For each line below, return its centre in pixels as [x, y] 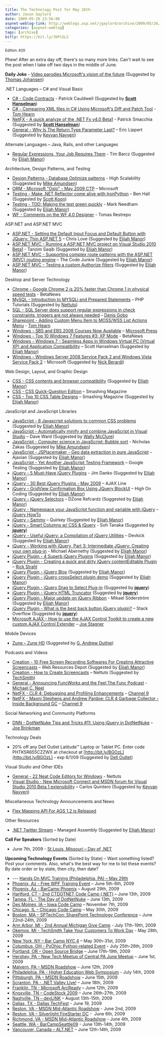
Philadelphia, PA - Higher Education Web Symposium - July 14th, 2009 [83, 972]
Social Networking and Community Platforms [50, 713]
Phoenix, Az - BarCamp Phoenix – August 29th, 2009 [66, 888]
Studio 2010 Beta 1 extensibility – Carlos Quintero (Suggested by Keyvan [85, 786]
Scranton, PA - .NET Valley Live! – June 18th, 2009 [63, 982]
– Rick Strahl [25, 566]
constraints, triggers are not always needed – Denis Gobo [70, 315]
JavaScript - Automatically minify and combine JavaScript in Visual [80, 431]
